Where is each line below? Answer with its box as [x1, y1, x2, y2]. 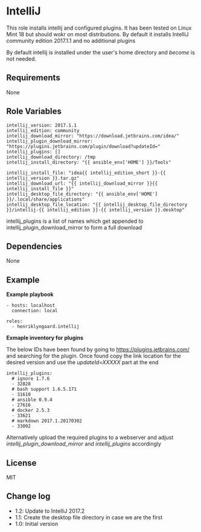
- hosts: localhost [6, 303, 56, 309]
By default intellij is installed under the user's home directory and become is [6, 48, 195, 56]
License [6, 458, 37, 468]
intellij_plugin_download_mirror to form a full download [6, 223, 142, 231]
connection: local [11, 308, 59, 314]
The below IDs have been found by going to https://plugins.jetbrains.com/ [6, 346, 190, 353]
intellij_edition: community [6, 127, 80, 133]
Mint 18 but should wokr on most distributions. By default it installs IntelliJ [6, 30, 189, 37]
